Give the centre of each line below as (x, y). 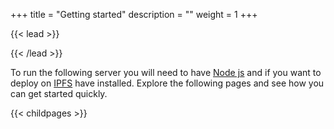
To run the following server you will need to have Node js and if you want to (166, 72)
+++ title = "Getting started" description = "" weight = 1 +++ (134, 14)
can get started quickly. (59, 93)
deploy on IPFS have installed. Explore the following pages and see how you (167, 83)
